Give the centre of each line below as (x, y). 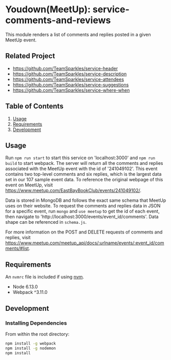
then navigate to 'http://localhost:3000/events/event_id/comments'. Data (82, 217)
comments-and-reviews (58, 20)
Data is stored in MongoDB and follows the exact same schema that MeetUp (86, 200)
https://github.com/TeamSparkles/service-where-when (71, 90)
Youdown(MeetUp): (48, 9)
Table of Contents (35, 106)
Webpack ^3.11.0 (30, 292)
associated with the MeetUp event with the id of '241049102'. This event (81, 169)
